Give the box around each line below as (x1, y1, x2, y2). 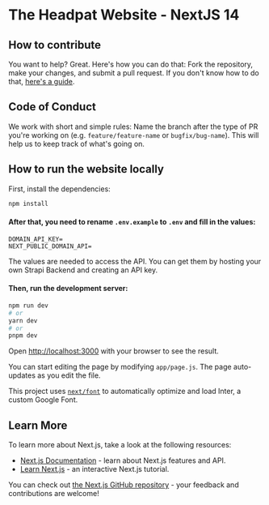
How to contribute (8, 38, 102, 52)
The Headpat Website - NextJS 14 (8, 6, 240, 24)
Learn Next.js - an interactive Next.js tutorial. (19, 464, 170, 474)
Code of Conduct (8, 100, 97, 114)
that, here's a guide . (8, 77, 75, 86)
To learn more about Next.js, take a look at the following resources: (8, 440, 232, 450)
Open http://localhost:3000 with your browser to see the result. (8, 346, 220, 356)
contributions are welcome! (8, 489, 99, 499)
